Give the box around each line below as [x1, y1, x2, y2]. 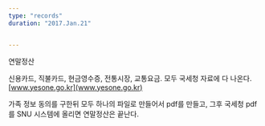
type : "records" [8, 11, 63, 20]
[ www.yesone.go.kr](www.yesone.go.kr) [8, 82, 143, 92]
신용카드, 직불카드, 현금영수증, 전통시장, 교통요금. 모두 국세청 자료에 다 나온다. [8, 73, 252, 83]
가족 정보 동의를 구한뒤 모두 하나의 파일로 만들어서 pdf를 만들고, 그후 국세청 [8, 99, 244, 108]
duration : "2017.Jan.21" [8, 19, 92, 27]
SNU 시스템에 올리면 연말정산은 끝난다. [16, 109, 139, 119]
